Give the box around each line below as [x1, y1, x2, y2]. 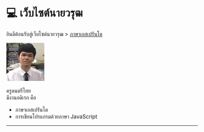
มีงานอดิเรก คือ [6, 94, 36, 101]
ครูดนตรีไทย [6, 87, 32, 94]
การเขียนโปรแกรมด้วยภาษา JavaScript [15, 113, 98, 120]
